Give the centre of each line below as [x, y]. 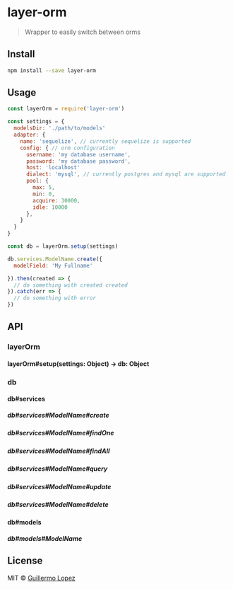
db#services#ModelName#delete [58, 504]
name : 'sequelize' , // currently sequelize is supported [106, 141]
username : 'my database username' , [78, 154]
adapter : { [30, 135]
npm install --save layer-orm [52, 70]
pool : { [37, 181]
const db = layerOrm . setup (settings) [63, 246]
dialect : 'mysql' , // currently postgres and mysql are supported [126, 174]
